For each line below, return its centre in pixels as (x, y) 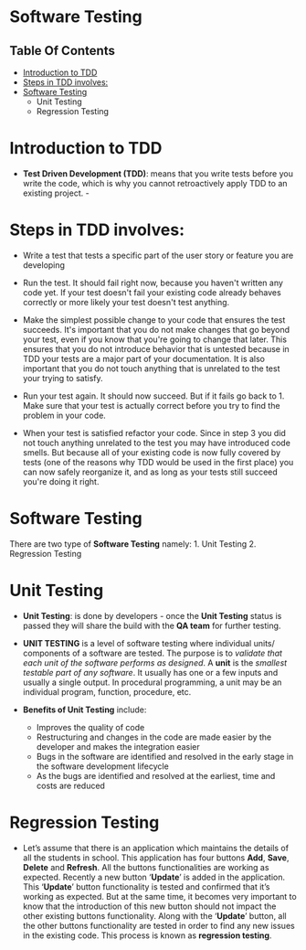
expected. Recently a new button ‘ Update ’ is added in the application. (154, 877)
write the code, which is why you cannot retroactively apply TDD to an (155, 183)
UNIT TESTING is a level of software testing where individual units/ (149, 643)
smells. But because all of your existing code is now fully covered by (152, 452)
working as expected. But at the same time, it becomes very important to (159, 896)
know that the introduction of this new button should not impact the (149, 906)
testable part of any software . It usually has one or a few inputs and (150, 672)
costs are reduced (70, 785)
